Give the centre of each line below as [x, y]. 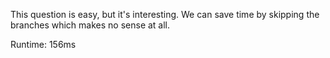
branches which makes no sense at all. [90, 25]
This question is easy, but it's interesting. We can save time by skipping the [165, 14]
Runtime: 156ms [43, 44]
